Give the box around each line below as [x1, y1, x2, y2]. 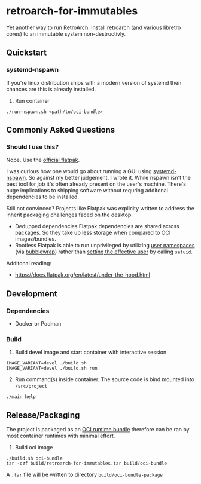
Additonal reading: [6, 260, 52, 267]
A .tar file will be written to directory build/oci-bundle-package [6, 471, 163, 479]
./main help [6, 394, 36, 400]
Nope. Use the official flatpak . [6, 157, 80, 164]
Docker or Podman [14, 320, 62, 327]
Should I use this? [6, 142, 59, 151]
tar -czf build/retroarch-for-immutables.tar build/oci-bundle [6, 461, 167, 467]
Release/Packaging [6, 410, 80, 420]
